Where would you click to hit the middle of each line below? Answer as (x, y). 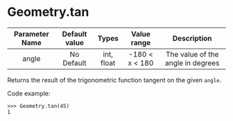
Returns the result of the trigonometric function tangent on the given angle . (114, 80)
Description (192, 38)
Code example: (29, 93)
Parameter (32, 34)
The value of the (192, 54)
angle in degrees (192, 63)
